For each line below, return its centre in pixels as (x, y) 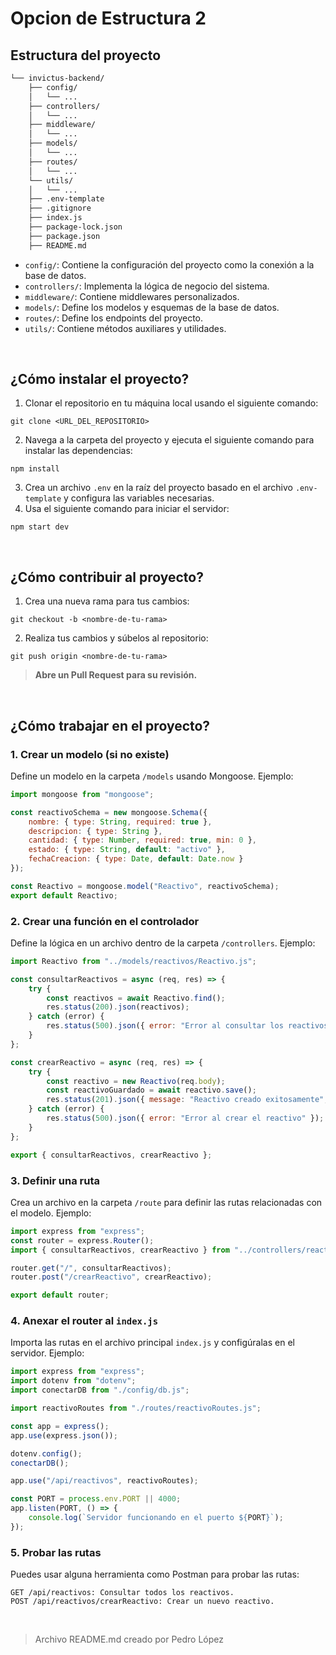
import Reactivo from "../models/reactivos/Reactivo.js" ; (133, 961)
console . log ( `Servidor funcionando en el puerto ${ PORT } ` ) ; (156, 1518)
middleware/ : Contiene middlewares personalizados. (132, 296)
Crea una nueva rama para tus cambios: (107, 601)
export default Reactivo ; (64, 895)
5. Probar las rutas (56, 1552)
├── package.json (64, 236)
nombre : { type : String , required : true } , (120, 822)
